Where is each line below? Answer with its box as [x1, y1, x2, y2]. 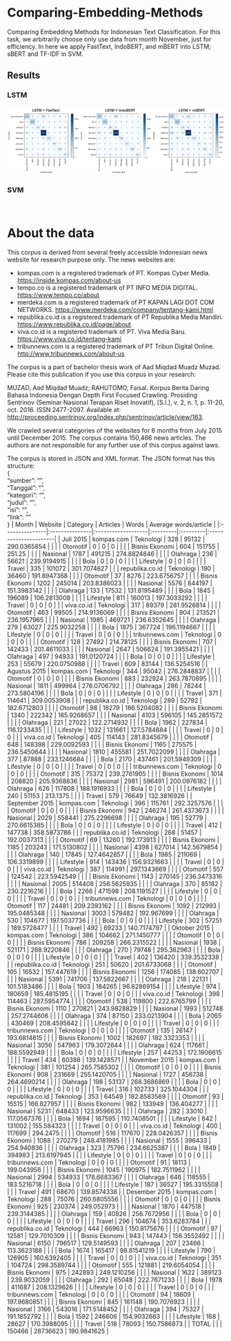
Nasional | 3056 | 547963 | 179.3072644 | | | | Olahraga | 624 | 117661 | [7, 1041, 209, 1049]
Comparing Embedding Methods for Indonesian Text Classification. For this [7, 28, 221, 36]
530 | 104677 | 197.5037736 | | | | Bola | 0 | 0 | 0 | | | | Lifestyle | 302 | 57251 [7, 916, 222, 924]
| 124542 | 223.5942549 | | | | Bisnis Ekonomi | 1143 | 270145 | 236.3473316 [7, 872, 223, 881]
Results [7, 70, 41, 81]
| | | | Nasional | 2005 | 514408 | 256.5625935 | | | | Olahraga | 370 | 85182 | [7, 879, 223, 888]
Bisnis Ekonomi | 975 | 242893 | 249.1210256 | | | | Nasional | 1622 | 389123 [7, 1268, 222, 1276]
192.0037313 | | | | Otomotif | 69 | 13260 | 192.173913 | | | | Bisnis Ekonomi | [7, 835, 219, 843]
